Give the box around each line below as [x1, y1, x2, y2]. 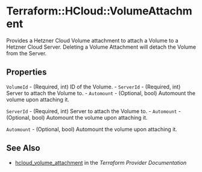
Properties [6, 67, 47, 78]
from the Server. [6, 49, 47, 57]
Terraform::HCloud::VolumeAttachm [6, 4, 192, 18]
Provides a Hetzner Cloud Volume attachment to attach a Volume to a [6, 37, 179, 44]
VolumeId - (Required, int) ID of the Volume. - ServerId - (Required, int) [6, 83, 181, 90]
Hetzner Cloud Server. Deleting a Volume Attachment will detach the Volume [6, 43, 197, 51]
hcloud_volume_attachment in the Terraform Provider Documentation [14, 159, 187, 166]
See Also [6, 143, 40, 153]
